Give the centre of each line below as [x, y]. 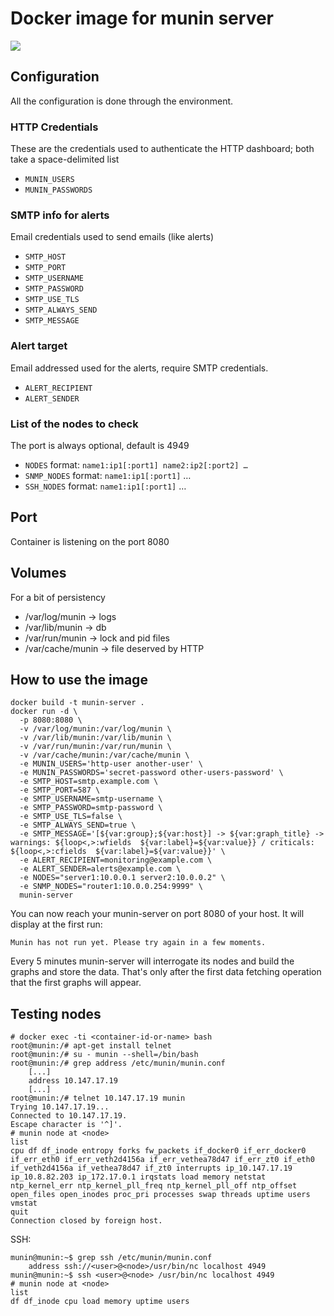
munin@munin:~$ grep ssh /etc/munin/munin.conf [111, 1258]
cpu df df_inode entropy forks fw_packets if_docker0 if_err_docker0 [158, 1151]
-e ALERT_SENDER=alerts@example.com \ [100, 869]
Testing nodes [56, 1013]
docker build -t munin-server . [77, 703]
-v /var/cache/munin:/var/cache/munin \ [104, 755]
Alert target [39, 346]
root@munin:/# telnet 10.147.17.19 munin [98, 1098]
